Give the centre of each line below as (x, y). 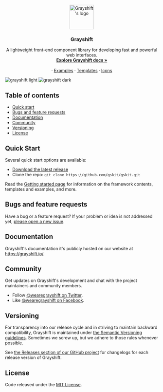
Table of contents (32, 95)
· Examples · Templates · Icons (82, 71)
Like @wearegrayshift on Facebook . (48, 300)
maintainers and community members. (44, 286)
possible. (14, 343)
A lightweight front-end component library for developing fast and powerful (82, 50)
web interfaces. (82, 55)
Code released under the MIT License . (44, 384)
